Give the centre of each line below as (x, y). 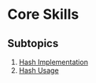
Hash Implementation (53, 62)
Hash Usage (39, 70)
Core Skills (43, 14)
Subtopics (33, 43)
